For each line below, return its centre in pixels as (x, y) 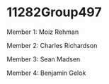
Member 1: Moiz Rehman (43, 32)
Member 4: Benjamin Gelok (46, 73)
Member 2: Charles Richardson (52, 45)
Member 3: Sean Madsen (44, 59)
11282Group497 (54, 12)
